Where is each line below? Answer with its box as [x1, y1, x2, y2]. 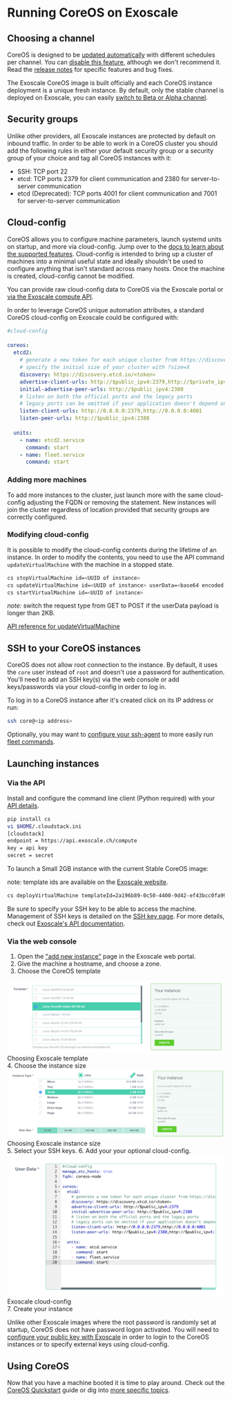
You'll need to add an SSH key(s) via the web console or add [7, 675, 180, 684]
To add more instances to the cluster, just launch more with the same [7, 491, 204, 499]
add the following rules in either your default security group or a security [7, 147, 214, 155]
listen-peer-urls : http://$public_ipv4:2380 [19, 415, 150, 422]
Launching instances [7, 758, 99, 769]
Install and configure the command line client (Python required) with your [7, 793, 215, 802]
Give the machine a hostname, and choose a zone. [17, 959, 162, 968]
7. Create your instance [7, 1305, 73, 1313]
